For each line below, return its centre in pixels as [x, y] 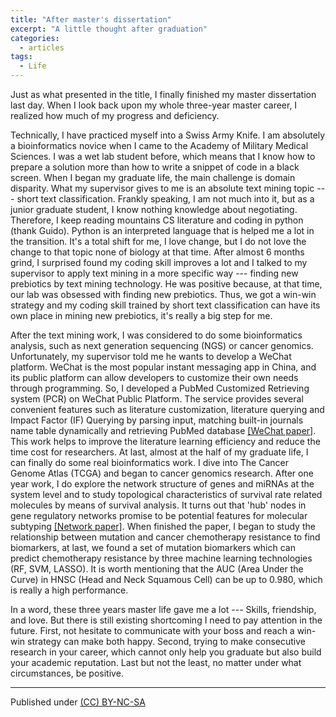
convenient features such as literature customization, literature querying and [167, 409]
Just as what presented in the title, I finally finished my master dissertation [163, 94]
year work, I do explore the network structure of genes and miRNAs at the [162, 484]
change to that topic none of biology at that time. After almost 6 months [157, 252]
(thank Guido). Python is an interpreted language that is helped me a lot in [162, 230]
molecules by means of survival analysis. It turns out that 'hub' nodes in [158, 505]
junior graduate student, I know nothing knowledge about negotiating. [154, 209]
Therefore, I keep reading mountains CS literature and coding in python [157, 220]
